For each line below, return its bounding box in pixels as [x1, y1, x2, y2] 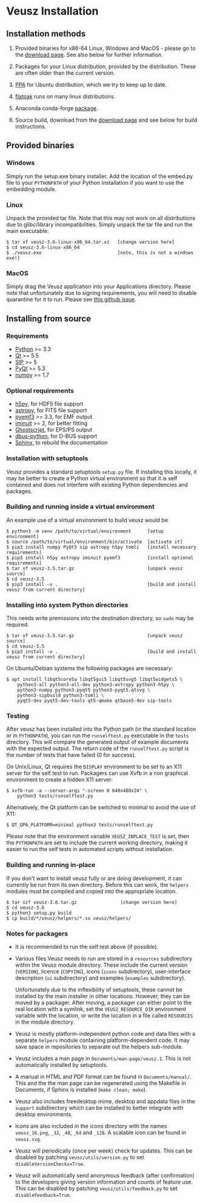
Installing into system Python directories [6, 601, 128, 609]
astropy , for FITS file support [15, 407, 87, 414]
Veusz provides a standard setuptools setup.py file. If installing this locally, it [6, 468, 197, 475]
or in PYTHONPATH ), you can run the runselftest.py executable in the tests [6, 732, 189, 739]
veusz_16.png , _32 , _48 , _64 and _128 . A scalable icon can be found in [15, 1129, 187, 1136]
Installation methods [6, 29, 86, 39]
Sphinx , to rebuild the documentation [15, 439, 108, 446]
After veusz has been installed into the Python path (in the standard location [6, 725, 196, 733]
